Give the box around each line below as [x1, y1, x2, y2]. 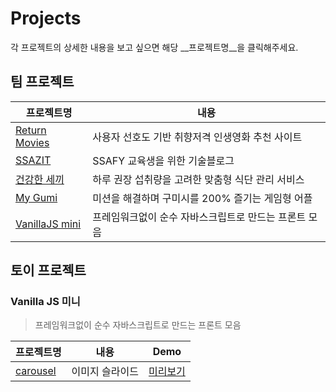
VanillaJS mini [15, 217, 82, 231]
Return [15, 123, 47, 137]
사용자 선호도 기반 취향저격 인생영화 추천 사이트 [92, 130, 303, 144]
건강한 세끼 [15, 172, 65, 186]
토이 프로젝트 [10, 262, 87, 279]
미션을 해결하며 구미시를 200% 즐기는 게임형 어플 [92, 191, 313, 205]
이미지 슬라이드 [71, 365, 139, 379]
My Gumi [15, 190, 58, 204]
